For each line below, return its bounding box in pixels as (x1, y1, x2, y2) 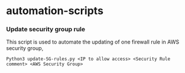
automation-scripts (6, 4, 103, 18)
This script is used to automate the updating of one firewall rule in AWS (6, 38, 179, 45)
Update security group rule (6, 25, 86, 34)
